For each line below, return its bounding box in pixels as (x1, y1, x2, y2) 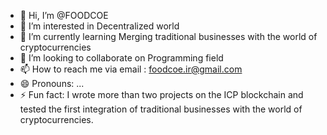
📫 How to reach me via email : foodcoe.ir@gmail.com (19, 63, 243, 75)
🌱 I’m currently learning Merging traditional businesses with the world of (19, 31, 318, 42)
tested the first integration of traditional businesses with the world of (19, 103, 303, 115)
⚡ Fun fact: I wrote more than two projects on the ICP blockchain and (19, 89, 304, 100)
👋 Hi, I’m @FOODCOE (19, 10, 109, 21)
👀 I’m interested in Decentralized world (19, 20, 180, 32)
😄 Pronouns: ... (19, 78, 85, 89)
